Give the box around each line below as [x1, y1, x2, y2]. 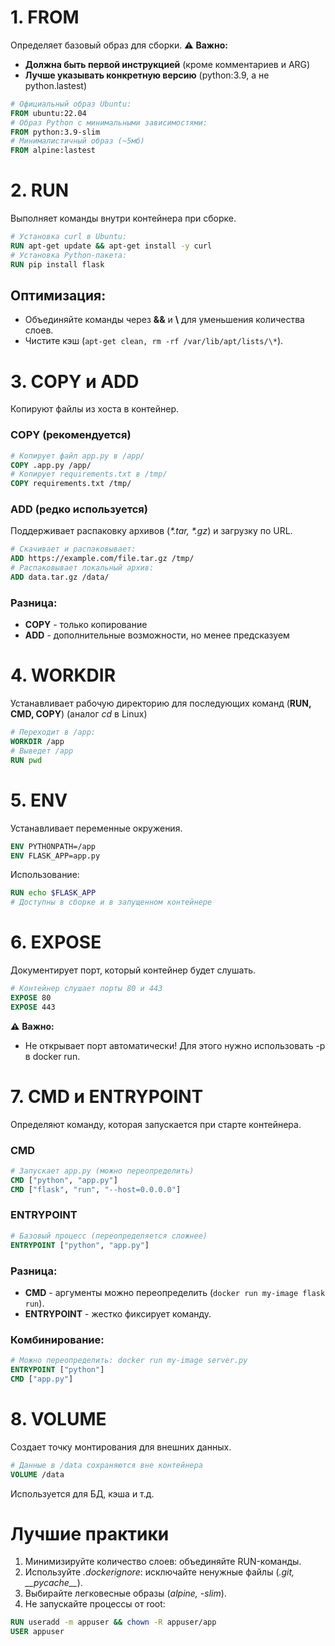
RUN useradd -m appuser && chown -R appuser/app [10, 1617, 217, 1628]
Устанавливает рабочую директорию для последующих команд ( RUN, [10, 697, 312, 710]
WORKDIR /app [10, 737, 65, 747]
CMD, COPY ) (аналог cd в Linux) [10, 708, 148, 720]
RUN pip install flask [10, 259, 105, 270]
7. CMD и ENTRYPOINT [10, 1085, 204, 1108]
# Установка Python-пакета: [10, 250, 128, 260]
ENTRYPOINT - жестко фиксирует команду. [24, 1307, 212, 1320]
